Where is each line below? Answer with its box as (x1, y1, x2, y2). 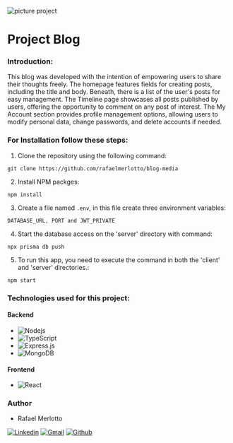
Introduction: (7, 57, 54, 66)
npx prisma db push (7, 243, 65, 250)
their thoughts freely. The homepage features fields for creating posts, (7, 80, 213, 88)
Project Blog (7, 32, 80, 47)
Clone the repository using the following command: (17, 151, 167, 160)
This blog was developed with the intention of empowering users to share (7, 73, 222, 81)
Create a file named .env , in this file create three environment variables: (17, 203, 226, 212)
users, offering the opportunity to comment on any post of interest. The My (7, 102, 226, 111)
